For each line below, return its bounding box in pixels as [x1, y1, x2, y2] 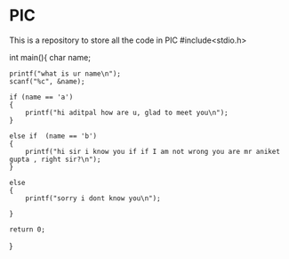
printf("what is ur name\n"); [9, 69, 122, 78]
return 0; [9, 224, 46, 234]
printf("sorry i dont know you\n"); [25, 193, 162, 203]
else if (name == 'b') [9, 131, 98, 141]
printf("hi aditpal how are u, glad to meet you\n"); [25, 108, 229, 117]
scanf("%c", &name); [9, 77, 86, 85]
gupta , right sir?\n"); [9, 155, 101, 164]
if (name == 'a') [9, 93, 74, 101]
